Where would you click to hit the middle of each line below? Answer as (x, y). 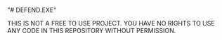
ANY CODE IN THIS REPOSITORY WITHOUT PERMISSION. (92, 31)
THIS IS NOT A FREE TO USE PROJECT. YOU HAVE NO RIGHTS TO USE (111, 23)
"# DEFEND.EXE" (32, 10)
